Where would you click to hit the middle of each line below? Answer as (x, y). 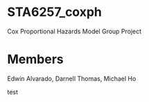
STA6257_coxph (55, 12)
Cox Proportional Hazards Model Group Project (74, 31)
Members (35, 59)
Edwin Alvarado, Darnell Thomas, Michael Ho (72, 78)
